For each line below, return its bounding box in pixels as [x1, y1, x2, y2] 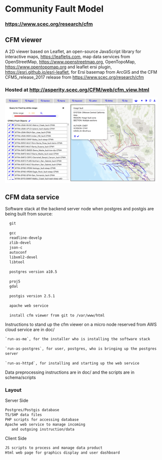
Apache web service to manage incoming [5, 422, 86, 427]
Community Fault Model [5, 3, 104, 15]
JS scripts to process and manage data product [5, 445, 103, 450]
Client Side [5, 435, 27, 442]
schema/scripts [5, 375, 36, 381]
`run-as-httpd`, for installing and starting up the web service [5, 361, 139, 366]
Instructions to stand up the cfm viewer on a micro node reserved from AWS [5, 321, 157, 328]
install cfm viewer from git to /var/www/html [9, 313, 105, 318]
